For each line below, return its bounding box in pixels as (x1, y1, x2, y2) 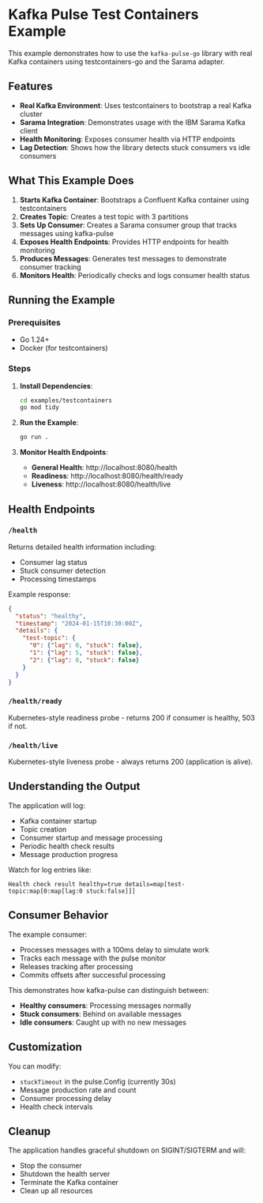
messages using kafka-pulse (19, 228, 115, 238)
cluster (19, 109, 43, 118)
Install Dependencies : (19, 381, 93, 390)
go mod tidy (19, 404, 59, 412)
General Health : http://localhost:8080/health (31, 463, 178, 472)
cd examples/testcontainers (19, 397, 112, 404)
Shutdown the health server (19, 1169, 111, 1179)
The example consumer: (8, 930, 88, 939)
